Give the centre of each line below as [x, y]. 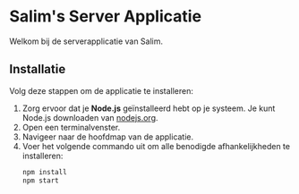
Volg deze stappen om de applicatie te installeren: [102, 90]
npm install [44, 172]
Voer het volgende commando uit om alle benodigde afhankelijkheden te [156, 146]
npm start [41, 181]
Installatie [38, 69]
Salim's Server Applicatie [106, 17]
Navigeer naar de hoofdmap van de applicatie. [108, 137]
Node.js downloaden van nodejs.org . [90, 117]
